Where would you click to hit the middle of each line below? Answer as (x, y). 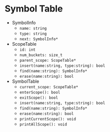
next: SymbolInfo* (39, 39)
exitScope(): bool (39, 98)
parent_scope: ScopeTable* (48, 60)
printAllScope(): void (43, 124)
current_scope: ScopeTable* (49, 87)
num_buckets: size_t (41, 55)
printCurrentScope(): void (48, 119)
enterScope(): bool (40, 92)
